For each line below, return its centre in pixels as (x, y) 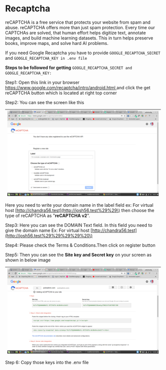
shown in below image (28, 260)
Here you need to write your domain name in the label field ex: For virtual (79, 205)
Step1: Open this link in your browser (42, 82)
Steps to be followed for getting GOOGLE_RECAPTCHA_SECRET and (69, 68)
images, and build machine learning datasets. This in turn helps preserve (79, 38)
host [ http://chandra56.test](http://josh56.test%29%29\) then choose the (80, 210)
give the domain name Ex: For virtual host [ (49, 230)
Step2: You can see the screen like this (45, 102)
